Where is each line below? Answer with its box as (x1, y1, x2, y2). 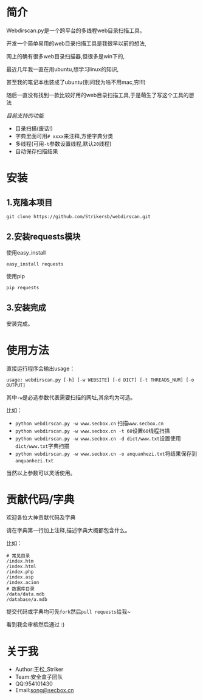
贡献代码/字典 (6, 493, 75, 506)
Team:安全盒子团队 (15, 673, 63, 681)
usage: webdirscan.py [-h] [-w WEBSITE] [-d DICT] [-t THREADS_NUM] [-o (6, 377, 194, 383)
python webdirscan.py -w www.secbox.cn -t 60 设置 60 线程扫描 (15, 427, 170, 434)
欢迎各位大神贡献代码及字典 (6, 514, 76, 521)
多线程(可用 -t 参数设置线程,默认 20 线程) (15, 140, 112, 147)
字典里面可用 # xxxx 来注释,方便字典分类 (15, 132, 114, 140)
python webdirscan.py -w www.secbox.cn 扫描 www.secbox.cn (15, 419, 164, 427)
